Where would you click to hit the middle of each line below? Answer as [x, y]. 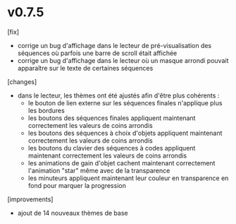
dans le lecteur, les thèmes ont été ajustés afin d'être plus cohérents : [118, 95]
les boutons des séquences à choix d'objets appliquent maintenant [125, 133]
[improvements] [30, 199]
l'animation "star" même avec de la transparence [99, 170]
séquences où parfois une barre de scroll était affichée [97, 53]
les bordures [46, 110]
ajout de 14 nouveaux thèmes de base [73, 213]
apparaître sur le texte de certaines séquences [85, 68]
